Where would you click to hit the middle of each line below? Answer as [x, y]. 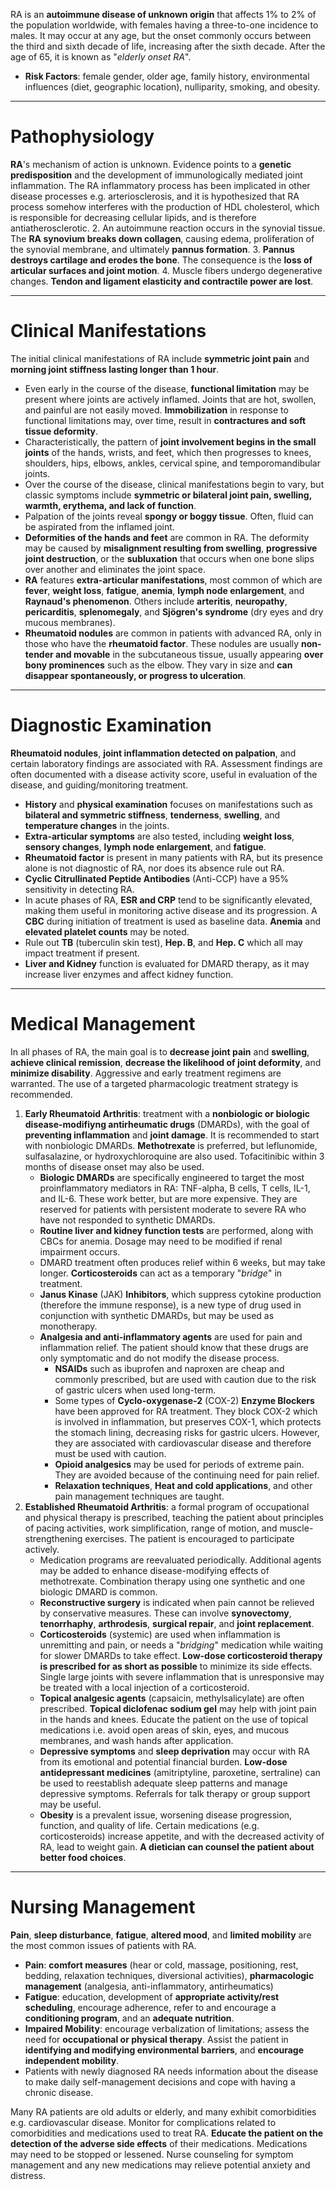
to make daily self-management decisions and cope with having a [160, 2081]
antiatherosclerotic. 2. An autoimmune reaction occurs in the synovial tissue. [168, 228]
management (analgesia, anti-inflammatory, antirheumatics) [149, 1986]
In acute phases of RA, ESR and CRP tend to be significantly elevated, [168, 900]
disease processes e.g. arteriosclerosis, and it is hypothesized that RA [155, 196]
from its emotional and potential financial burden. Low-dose [163, 1761]
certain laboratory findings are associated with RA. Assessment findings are [166, 763]
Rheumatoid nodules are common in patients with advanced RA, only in [173, 633]
